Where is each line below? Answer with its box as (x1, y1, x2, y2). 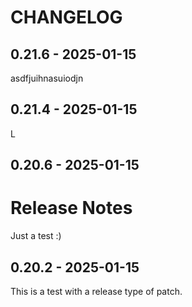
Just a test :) (10, 230, 62, 242)
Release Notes (10, 197, 133, 220)
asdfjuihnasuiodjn (10, 72, 84, 84)
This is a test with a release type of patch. (10, 285, 183, 297)
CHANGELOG (10, 6, 123, 29)
